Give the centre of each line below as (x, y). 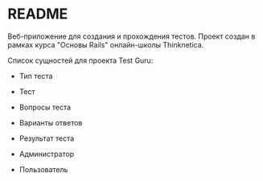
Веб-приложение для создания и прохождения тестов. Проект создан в (131, 36)
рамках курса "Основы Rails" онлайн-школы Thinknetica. (106, 44)
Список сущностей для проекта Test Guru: (80, 60)
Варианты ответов (51, 122)
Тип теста (36, 76)
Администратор (47, 154)
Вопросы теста (45, 107)
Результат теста (47, 138)
